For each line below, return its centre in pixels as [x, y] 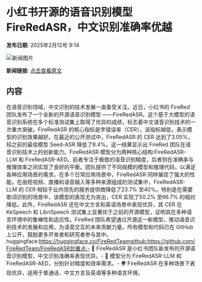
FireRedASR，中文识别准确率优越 [89, 27]
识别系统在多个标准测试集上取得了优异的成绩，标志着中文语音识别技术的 [101, 122]
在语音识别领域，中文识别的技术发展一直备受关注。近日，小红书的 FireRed [98, 107]
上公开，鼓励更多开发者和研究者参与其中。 [59, 234]
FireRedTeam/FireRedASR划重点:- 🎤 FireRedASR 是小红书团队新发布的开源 [98, 248]
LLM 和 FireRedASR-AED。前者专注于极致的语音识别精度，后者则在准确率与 [100, 159]
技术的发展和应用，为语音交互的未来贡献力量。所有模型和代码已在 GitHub [102, 227]
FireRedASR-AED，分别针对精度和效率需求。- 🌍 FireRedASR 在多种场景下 [98, 263]
